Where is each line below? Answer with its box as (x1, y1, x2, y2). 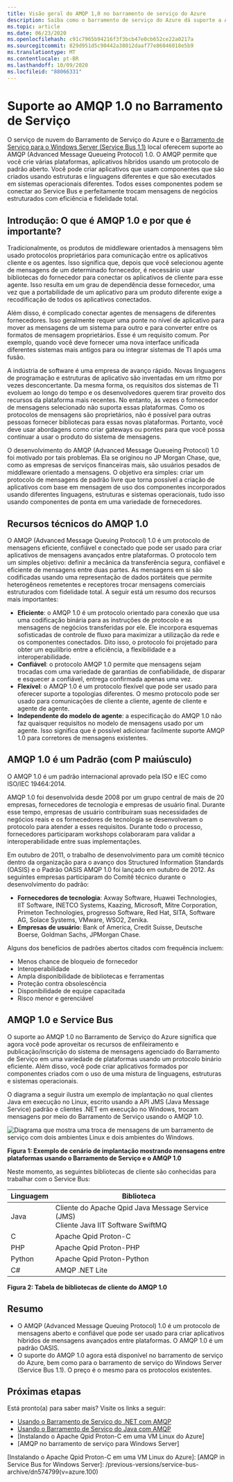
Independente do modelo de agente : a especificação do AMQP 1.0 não (17, 712, 222, 720)
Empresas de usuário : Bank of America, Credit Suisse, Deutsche (17, 923, 203, 931)
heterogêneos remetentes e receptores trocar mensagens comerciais (7, 580, 206, 589)
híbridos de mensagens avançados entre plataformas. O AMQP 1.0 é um (17, 1336, 223, 1345)
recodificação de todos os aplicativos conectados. (7, 295, 152, 304)
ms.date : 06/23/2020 (7, 29, 67, 37)
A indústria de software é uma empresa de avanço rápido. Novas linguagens (7, 367, 226, 375)
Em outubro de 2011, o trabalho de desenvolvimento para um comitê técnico (7, 851, 225, 859)
